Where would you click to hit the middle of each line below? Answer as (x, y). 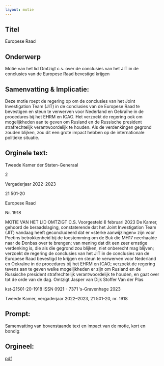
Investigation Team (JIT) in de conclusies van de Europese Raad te (72, 107)
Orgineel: (20, 347)
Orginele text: (27, 153)
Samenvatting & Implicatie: (47, 89)
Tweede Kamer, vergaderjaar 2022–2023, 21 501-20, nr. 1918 (67, 298)
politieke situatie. (22, 138)
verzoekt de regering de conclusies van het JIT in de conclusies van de (77, 253)
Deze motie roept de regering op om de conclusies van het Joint (70, 101)
